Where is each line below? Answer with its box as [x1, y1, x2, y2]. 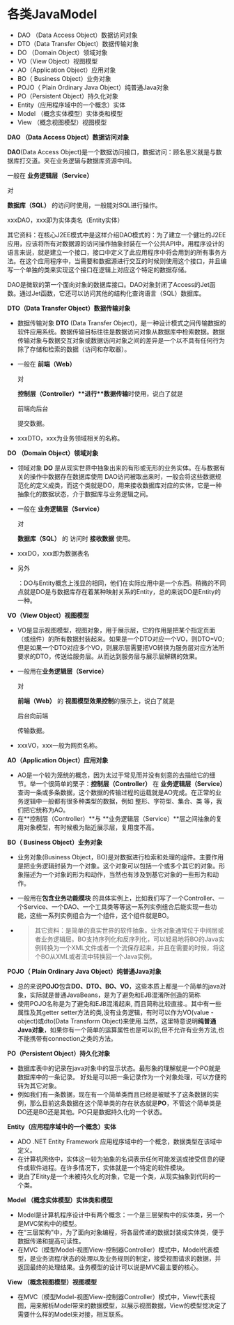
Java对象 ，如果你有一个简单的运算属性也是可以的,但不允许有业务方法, [17, 1026, 219, 1034]
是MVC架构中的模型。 [17, 1219, 81, 1227]
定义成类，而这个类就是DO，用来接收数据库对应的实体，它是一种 [36, 481, 222, 489]
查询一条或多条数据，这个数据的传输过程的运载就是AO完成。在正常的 [17, 788, 216, 797]
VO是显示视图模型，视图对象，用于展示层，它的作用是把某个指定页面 [17, 626, 216, 634]
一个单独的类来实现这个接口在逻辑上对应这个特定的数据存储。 [13, 265, 190, 274]
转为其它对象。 [17, 1081, 61, 1090]
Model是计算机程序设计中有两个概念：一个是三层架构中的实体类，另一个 [17, 1211, 225, 1219]
